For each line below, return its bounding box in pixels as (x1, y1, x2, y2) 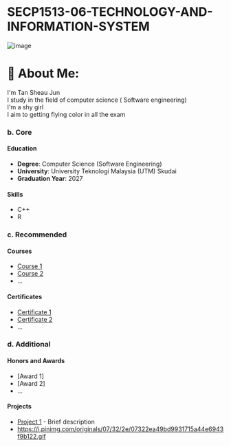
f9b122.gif (16, 432, 46, 440)
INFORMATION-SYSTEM (7, 19, 150, 34)
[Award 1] (16, 372, 45, 380)
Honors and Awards (7, 357, 65, 365)
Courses (7, 247, 32, 255)
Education (7, 144, 37, 153)
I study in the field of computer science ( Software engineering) (7, 96, 187, 104)
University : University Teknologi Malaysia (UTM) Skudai (16, 167, 177, 175)
